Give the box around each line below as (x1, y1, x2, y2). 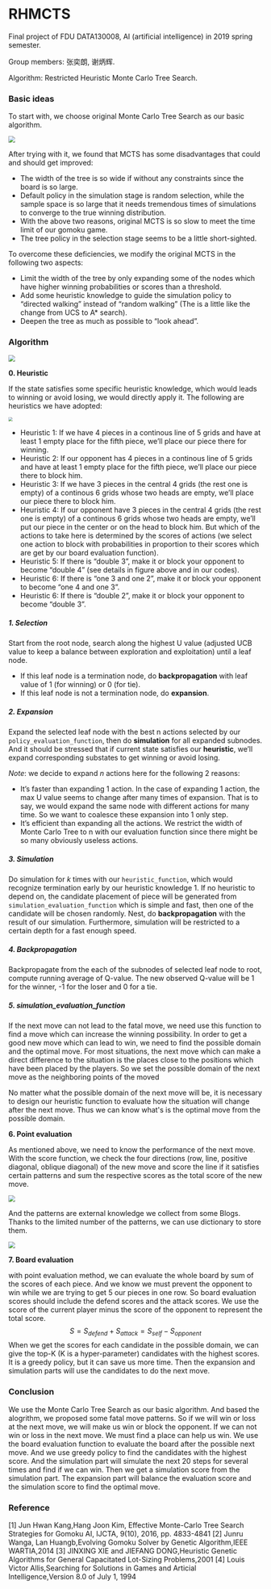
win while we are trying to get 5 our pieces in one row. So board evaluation (8, 1287, 256, 1297)
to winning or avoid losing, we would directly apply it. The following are (8, 392, 244, 402)
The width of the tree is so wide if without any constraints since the (19, 174, 244, 183)
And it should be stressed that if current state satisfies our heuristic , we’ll (8, 744, 253, 754)
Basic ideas (8, 93, 55, 104)
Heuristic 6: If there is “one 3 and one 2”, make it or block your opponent (19, 574, 261, 584)
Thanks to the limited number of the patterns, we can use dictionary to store (8, 1217, 262, 1226)
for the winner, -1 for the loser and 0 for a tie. (8, 982, 157, 992)
